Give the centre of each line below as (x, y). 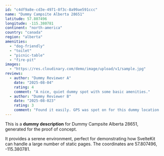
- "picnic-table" (27, 55)
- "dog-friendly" (27, 46)
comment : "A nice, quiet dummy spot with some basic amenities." (82, 92)
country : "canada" (24, 32)
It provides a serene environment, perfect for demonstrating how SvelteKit (80, 138)
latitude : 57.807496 (26, 19)
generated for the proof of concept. (41, 129)
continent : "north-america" (34, 28)
